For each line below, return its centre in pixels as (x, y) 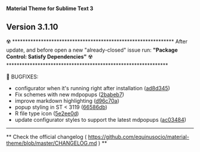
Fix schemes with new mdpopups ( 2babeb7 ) (69, 94)
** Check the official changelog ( (46, 137)
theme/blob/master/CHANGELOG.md (51, 143)
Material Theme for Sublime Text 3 (50, 8)
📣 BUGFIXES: (22, 77)
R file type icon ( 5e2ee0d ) (47, 113)
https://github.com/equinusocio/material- (138, 137)
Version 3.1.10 (32, 27)
